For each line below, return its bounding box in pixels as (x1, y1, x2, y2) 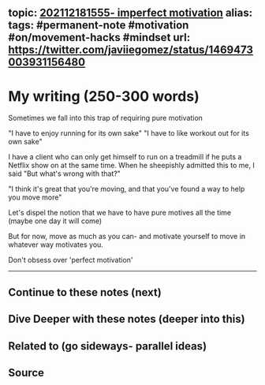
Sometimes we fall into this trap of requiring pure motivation (8, 114, 203, 123)
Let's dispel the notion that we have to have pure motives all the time (8, 208, 232, 218)
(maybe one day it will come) (8, 216, 103, 226)
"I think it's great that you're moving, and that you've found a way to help (8, 185, 245, 194)
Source (8, 366, 45, 379)
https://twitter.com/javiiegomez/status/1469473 (8, 43, 254, 57)
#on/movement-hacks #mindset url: (8, 31, 191, 44)
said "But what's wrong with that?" (8, 169, 121, 178)
